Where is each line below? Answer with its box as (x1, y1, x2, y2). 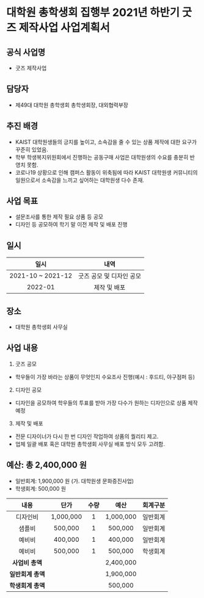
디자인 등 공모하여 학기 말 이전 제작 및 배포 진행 (15, 221, 128, 228)
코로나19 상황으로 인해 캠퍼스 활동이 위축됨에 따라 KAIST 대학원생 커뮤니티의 (15, 168, 198, 176)
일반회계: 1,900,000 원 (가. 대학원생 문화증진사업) (15, 477, 134, 485)
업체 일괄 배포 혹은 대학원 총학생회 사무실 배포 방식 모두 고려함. (15, 440, 165, 447)
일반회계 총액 (9, 570, 45, 578)
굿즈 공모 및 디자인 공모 (78, 272, 142, 281)
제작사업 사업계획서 (18, 21, 110, 35)
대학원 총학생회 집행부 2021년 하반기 (6, 5, 180, 20)
